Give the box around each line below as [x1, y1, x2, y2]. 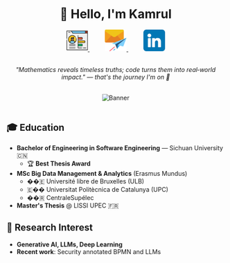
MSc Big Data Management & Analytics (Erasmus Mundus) [16, 169, 188, 177]
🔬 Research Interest [6, 221, 93, 234]
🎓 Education [6, 122, 65, 134]
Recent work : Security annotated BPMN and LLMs [16, 247, 161, 255]
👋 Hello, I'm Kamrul [60, 6, 172, 22]
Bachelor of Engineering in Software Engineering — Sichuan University [16, 143, 223, 152]
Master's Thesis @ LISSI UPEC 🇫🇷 [16, 201, 119, 210]
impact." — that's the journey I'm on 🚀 [61, 73, 170, 81]
